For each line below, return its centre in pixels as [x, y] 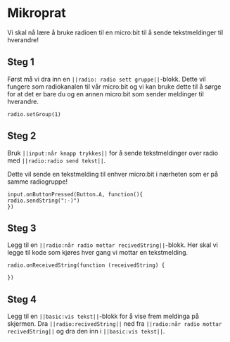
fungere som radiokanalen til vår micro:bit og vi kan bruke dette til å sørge [114, 87]
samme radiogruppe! [38, 182]
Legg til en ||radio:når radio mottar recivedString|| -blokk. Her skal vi [113, 245]
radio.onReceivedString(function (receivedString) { [86, 265]
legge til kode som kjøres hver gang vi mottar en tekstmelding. [98, 253]
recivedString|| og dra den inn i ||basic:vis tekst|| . [86, 331]
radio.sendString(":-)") [44, 201]
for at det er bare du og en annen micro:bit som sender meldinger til [106, 94]
